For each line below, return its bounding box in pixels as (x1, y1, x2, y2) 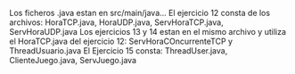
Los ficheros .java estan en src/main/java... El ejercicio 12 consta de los (9, 8, 270, 18)
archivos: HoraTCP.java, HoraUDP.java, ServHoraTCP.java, (9, 17, 225, 28)
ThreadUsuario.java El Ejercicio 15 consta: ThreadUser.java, (9, 45, 228, 56)
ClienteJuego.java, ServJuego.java (9, 55, 136, 65)
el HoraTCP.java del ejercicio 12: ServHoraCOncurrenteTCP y (9, 36, 234, 46)
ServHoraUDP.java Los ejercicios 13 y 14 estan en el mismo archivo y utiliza (9, 27, 287, 37)
